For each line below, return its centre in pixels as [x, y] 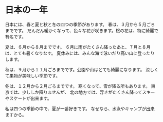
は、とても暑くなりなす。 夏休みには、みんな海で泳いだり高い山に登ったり [80, 53]
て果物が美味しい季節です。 [33, 76]
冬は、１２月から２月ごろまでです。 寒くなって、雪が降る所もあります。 [77, 86]
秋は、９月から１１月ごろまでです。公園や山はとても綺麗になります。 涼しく [82, 69]
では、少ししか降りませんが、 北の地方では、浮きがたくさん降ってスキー [82, 92]
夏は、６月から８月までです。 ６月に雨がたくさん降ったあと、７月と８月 [78, 47]
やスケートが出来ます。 [28, 98]
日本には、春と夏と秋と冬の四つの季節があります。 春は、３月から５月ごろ [80, 24]
